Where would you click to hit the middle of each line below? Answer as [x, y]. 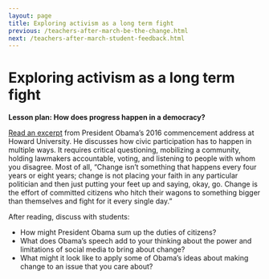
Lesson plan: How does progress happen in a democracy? [107, 117]
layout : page [30, 16]
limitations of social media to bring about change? [102, 249]
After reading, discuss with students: [69, 217]
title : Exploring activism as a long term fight [91, 23]
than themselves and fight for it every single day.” [90, 201]
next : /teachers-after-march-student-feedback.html [96, 38]
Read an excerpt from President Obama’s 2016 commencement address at [131, 133]
